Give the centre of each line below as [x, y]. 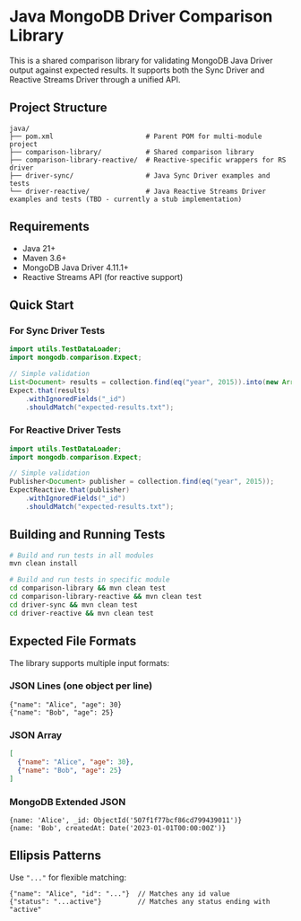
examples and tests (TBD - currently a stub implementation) [126, 199]
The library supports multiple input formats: [90, 662]
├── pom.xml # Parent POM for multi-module [136, 136]
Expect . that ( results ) [50, 390]
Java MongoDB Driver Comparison [141, 17]
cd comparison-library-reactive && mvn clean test [106, 597]
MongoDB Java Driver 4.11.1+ [75, 268]
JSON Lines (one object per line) [81, 686]
